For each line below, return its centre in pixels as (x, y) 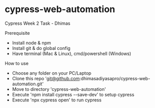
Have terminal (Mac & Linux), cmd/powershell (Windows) (71, 53)
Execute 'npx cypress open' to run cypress (57, 100)
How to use (17, 63)
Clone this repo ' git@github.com (46, 78)
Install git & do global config (41, 48)
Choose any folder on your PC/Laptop (52, 73)
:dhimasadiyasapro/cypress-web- (115, 78)
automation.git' (28, 84)
